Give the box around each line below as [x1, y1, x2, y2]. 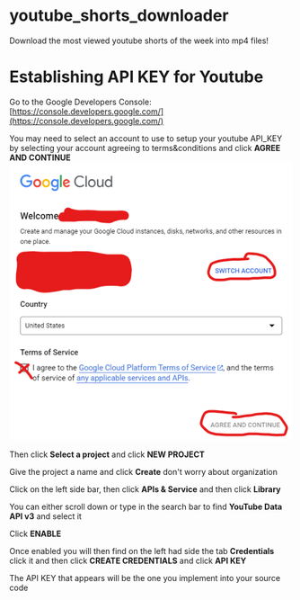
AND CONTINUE [9, 152, 72, 163]
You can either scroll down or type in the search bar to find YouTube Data [9, 501, 283, 512]
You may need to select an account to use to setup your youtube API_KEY [9, 132, 283, 144]
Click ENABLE [9, 528, 61, 539]
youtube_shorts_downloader [9, 5, 229, 26]
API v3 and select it [9, 510, 83, 522]
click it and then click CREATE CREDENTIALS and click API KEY [9, 555, 247, 566]
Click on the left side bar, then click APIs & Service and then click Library [9, 483, 281, 495]
